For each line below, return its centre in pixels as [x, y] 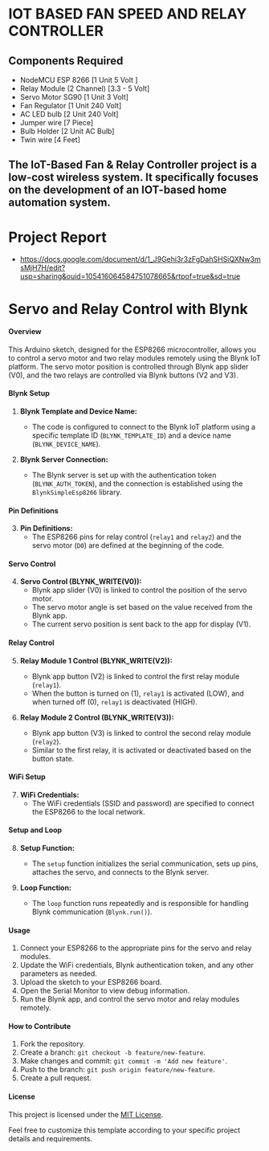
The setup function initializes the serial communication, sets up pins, [145, 863]
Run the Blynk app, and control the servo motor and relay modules [130, 999]
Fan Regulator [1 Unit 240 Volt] [71, 106]
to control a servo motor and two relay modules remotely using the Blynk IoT [134, 357]
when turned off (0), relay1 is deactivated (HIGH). [115, 702]
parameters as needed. [59, 973]
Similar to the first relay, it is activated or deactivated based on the [141, 750]
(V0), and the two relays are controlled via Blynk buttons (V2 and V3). [123, 375]
